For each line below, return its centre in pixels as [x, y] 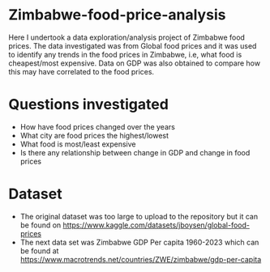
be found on [41, 225]
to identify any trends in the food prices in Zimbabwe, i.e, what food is [125, 54]
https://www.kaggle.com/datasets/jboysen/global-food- [156, 225]
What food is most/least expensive [78, 144]
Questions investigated [88, 105]
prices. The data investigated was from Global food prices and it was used [133, 45]
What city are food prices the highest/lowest [94, 135]
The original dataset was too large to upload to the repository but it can [139, 216]
